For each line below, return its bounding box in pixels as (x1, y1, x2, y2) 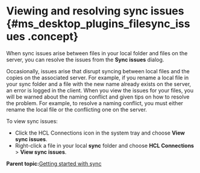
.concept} (27, 30, 79, 43)
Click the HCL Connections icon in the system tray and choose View (14, 129, 185, 136)
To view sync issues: (6, 117, 58, 124)
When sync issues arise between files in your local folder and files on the (6, 49, 188, 56)
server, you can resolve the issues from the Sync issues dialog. (6, 56, 164, 63)
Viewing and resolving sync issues (6, 4, 184, 18)
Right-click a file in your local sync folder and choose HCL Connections (14, 142, 195, 149)
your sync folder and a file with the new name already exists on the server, (6, 80, 192, 88)
